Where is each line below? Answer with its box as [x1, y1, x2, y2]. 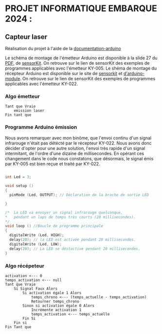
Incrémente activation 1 [31, 307, 82, 312]
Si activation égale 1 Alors [22, 290, 82, 295]
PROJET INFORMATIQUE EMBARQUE [5, 3, 157, 14]
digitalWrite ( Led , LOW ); [9, 241, 62, 246]
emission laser [14, 108, 45, 113]
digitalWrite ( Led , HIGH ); [9, 233, 64, 238]
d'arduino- [123, 71, 145, 76]
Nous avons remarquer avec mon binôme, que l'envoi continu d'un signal [5, 135, 152, 141]
